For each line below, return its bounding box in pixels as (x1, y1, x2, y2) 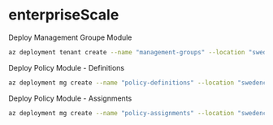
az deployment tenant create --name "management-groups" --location (8, 48, 245, 56)
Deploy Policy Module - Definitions (8, 62, 125, 72)
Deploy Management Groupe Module (8, 32, 132, 42)
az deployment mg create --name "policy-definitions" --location (8, 79, 234, 87)
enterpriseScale (8, 6, 119, 24)
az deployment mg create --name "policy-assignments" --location (8, 109, 234, 117)
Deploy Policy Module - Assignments (8, 93, 132, 103)
